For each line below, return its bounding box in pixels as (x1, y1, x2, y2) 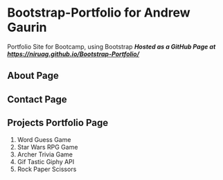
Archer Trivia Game (17, 150, 73, 159)
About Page (7, 70, 59, 82)
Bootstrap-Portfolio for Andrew (7, 5, 190, 21)
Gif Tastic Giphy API (17, 157, 75, 165)
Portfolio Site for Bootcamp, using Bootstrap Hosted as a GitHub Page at (7, 42, 216, 51)
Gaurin (7, 19, 47, 35)
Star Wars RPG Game (17, 143, 78, 151)
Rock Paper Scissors (17, 165, 77, 173)
